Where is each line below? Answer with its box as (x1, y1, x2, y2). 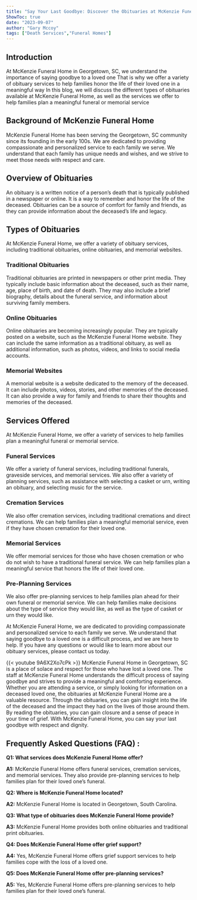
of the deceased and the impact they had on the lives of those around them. (6, 703, 190, 710)
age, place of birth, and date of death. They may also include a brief (6, 287, 171, 294)
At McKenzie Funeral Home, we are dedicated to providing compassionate (6, 623, 186, 630)
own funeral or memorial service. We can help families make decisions (6, 599, 177, 606)
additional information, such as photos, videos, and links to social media (6, 345, 180, 352)
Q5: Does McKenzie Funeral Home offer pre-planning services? (6, 870, 164, 877)
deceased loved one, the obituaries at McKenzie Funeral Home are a (6, 690, 172, 698)
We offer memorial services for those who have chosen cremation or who (6, 552, 184, 559)
